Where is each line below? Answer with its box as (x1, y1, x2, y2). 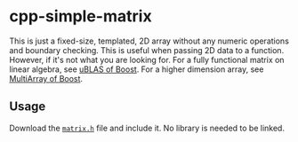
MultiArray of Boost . (9, 73, 83, 83)
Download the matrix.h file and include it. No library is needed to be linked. (9, 122, 285, 133)
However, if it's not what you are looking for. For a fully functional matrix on (9, 54, 285, 65)
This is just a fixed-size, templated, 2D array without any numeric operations (9, 35, 289, 46)
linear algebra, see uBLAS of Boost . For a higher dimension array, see (9, 64, 264, 75)
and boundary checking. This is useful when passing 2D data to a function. (9, 44, 285, 55)
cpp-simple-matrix (9, 6, 153, 27)
